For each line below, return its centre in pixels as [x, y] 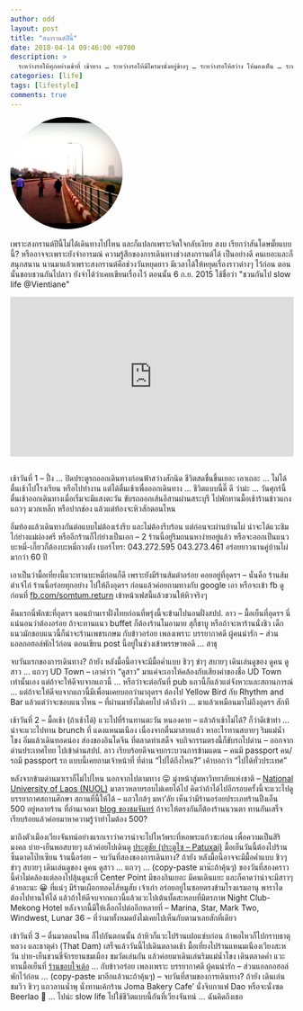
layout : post [35, 28]
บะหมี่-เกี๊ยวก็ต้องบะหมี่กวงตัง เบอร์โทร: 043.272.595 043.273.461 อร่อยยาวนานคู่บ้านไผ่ [149, 547]
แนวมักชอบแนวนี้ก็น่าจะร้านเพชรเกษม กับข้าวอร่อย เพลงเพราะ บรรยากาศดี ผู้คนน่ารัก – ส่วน [144, 633]
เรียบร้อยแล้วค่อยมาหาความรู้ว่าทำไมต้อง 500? [79, 819]
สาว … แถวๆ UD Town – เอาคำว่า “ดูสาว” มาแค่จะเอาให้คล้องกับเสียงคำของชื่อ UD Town [146, 672]
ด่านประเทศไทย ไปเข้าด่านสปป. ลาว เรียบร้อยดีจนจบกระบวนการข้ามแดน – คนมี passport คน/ [151, 750]
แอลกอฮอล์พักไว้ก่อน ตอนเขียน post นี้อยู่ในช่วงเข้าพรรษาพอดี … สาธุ [114, 644]
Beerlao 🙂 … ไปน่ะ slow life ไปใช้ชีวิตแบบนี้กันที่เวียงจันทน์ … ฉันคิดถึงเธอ [127, 997]
